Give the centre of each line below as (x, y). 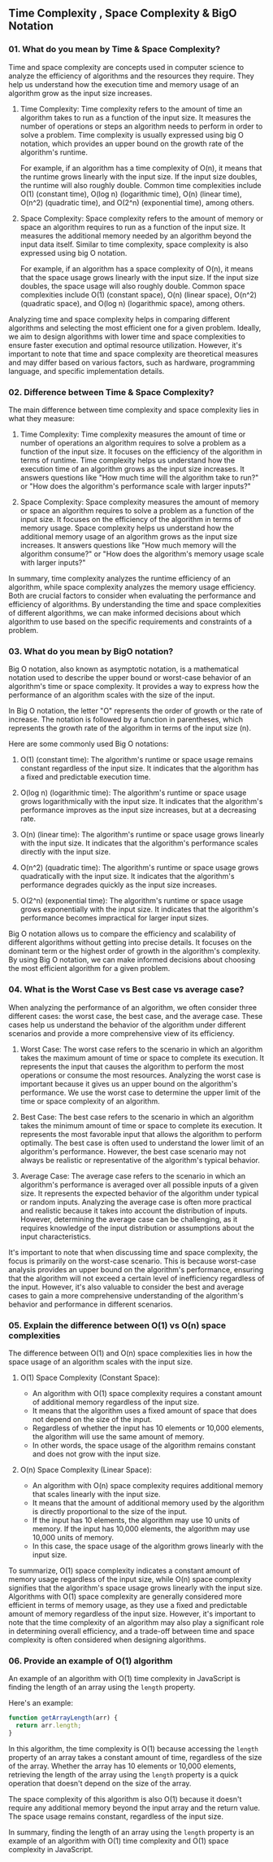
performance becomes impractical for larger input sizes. (115, 918)
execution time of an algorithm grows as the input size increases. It (132, 468)
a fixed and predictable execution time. (85, 777)
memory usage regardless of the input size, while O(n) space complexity (130, 1579)
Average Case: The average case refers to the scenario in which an (133, 1175)
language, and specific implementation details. (87, 371)
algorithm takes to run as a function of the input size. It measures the (136, 117)
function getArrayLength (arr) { (63, 1718)
